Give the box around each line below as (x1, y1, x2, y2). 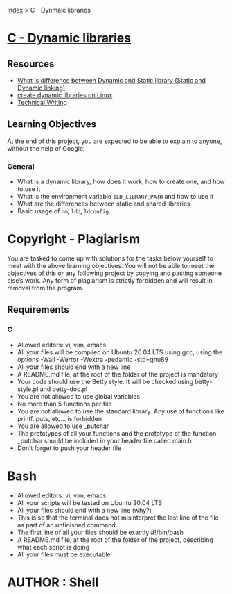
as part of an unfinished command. (17, 520, 118, 529)
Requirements (7, 304, 69, 315)
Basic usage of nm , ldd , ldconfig (17, 207, 109, 215)
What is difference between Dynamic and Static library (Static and (17, 76, 206, 84)
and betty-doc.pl (39, 385, 88, 393)
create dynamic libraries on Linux (17, 91, 113, 99)
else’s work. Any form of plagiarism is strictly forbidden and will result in (7, 277, 213, 285)
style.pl (17, 385, 39, 393)
